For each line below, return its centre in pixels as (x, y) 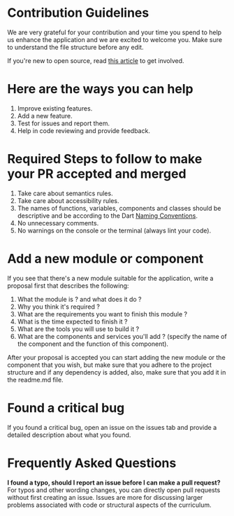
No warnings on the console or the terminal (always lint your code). (114, 230)
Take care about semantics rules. (65, 193)
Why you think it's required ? (58, 307)
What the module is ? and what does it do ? (79, 299)
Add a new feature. (45, 116)
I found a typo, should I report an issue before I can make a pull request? (114, 482)
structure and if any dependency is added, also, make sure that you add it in (117, 372)
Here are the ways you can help (100, 89)
